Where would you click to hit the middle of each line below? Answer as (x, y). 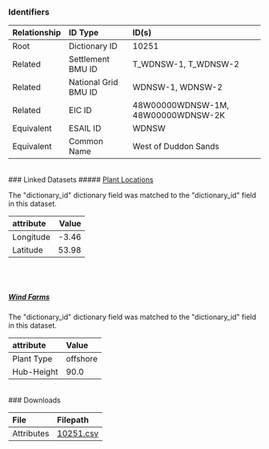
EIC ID (80, 111)
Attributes (31, 434)
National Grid (93, 83)
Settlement (89, 59)
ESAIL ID (85, 128)
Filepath (73, 420)
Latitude (28, 250)
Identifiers (29, 12)
